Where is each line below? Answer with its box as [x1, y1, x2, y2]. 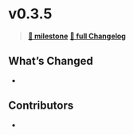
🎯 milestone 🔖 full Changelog [27, 31, 126, 41]
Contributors [8, 99, 74, 113]
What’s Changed [8, 54, 93, 68]
